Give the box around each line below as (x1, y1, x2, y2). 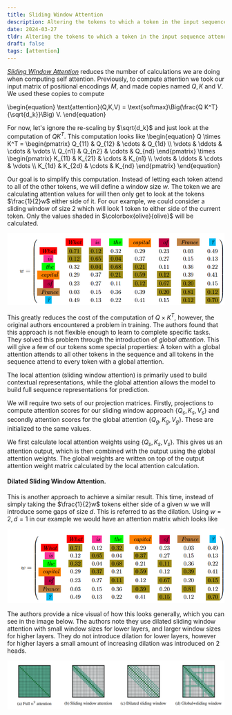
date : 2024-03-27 (7, 26, 57, 32)
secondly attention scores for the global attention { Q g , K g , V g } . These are (7, 415, 214, 425)
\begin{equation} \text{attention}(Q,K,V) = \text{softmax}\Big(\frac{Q (7, 103, 203, 111)
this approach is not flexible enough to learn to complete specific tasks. (7, 328, 211, 337)
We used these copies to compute (7, 90, 105, 98)
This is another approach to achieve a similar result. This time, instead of (7, 492, 214, 501)
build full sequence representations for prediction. (7, 386, 150, 394)
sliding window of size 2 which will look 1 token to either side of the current (7, 204, 221, 212)
